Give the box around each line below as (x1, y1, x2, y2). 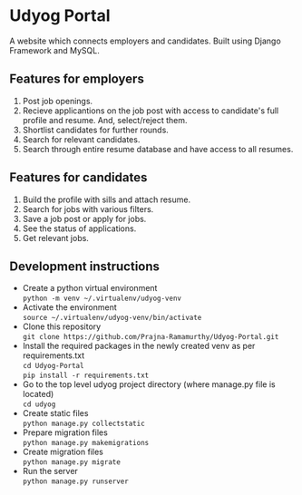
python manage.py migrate (22, 458, 121, 467)
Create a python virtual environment (22, 283, 158, 294)
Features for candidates (9, 170, 148, 186)
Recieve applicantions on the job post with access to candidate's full (22, 105, 279, 116)
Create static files (22, 408, 89, 419)
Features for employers (9, 72, 145, 87)
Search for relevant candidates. (22, 133, 141, 145)
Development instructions (9, 258, 161, 274)
